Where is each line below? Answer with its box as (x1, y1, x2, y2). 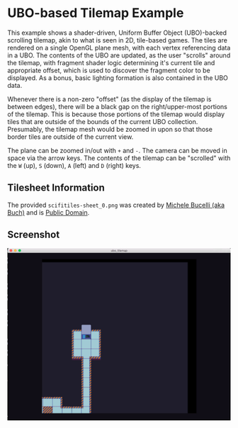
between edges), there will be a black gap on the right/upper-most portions (7, 102, 228, 111)
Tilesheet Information (7, 182, 105, 194)
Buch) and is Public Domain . (7, 208, 90, 217)
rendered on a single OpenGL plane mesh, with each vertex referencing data (7, 43, 231, 52)
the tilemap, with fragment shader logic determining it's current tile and (7, 58, 215, 67)
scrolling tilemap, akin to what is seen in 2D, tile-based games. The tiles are (7, 35, 228, 44)
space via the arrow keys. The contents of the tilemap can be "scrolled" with (7, 154, 231, 162)
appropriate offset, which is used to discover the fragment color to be (7, 66, 210, 74)
